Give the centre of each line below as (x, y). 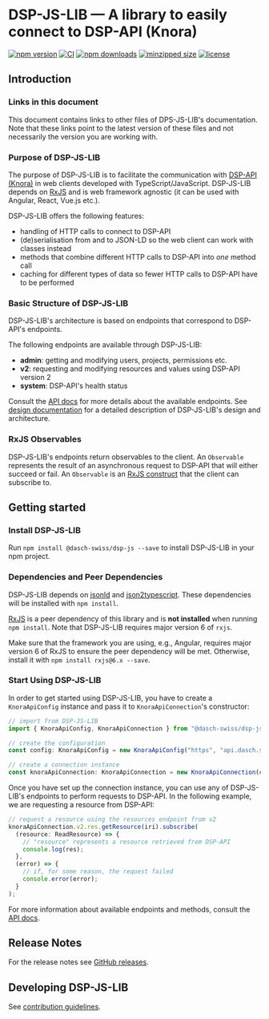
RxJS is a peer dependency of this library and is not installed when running (133, 618)
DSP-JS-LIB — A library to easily (118, 15)
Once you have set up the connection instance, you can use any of (118, 788)
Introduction (40, 79)
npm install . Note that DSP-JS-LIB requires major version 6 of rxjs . (120, 627)
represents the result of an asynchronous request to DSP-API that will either (133, 465)
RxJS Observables (45, 439)
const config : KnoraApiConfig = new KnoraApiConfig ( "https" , (112, 750)
